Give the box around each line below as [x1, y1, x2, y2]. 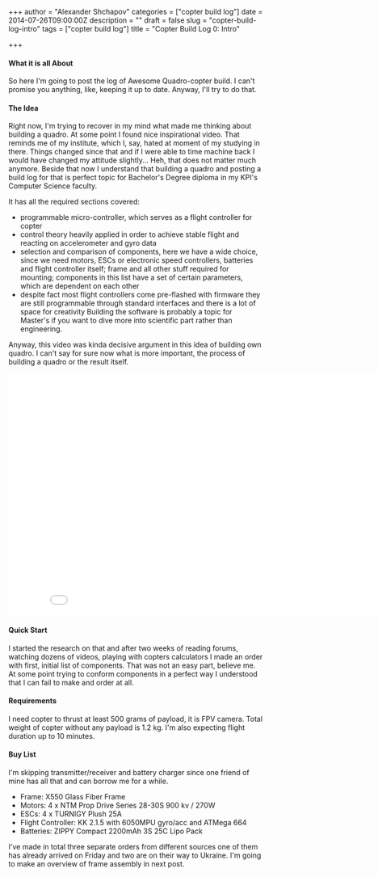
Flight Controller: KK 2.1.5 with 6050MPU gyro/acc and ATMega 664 [19, 818, 247, 828]
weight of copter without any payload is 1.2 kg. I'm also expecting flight [8, 723, 246, 732]
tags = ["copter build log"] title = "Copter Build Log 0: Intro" [41, 24, 241, 33]
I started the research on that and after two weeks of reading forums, [8, 643, 238, 653]
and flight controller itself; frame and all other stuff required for [19, 264, 229, 274]
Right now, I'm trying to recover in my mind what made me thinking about [8, 121, 252, 131]
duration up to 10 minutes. [8, 731, 95, 740]
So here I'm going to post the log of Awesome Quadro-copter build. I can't [8, 76, 255, 86]
